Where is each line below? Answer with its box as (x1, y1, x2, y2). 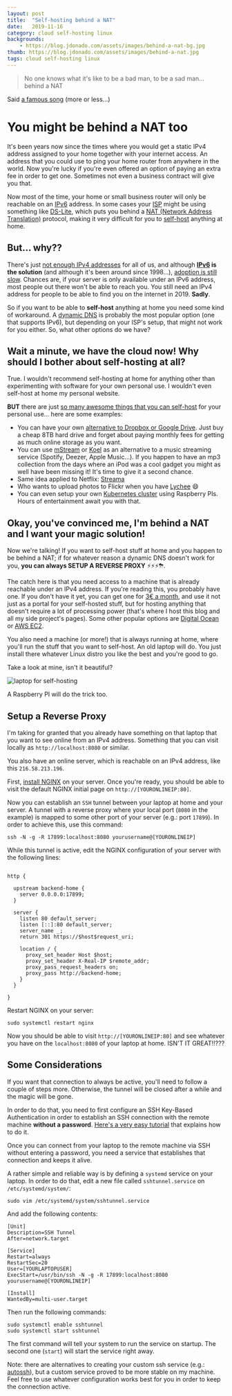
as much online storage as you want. (17, 438, 122, 447)
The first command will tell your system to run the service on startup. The (7, 1339, 216, 1348)
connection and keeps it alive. (7, 1156, 93, 1164)
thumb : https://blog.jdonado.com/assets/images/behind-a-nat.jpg (7, 49, 199, 56)
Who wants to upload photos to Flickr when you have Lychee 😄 (17, 482, 199, 491)
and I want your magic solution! (7, 528, 146, 540)
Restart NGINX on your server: (7, 1006, 94, 1014)
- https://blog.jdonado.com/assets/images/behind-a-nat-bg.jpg (19, 42, 206, 49)
